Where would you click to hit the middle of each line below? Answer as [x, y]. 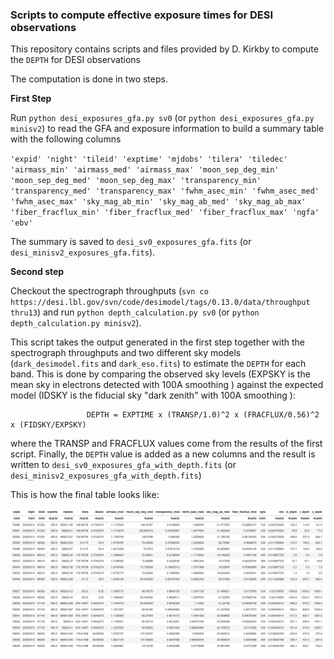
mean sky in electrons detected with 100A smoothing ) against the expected [167, 385]
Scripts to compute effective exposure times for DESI [142, 15]
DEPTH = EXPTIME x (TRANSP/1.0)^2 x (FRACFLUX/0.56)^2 [203, 415]
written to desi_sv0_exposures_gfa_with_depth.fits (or [123, 465]
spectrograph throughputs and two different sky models [126, 353]
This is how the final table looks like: [85, 495]
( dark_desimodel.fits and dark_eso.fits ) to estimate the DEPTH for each [158, 364]
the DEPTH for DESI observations [75, 60]
